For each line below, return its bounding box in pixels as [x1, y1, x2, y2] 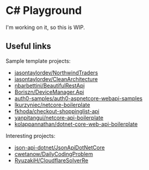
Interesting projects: [5, 132, 55, 139]
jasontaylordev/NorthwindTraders [14, 69, 98, 76]
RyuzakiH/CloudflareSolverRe [14, 157, 89, 164]
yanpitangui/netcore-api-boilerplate [14, 114, 104, 121]
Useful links [5, 41, 52, 51]
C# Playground [5, 4, 82, 18]
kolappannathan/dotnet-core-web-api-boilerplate [14, 120, 138, 128]
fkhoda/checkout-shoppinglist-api [14, 107, 100, 115]
